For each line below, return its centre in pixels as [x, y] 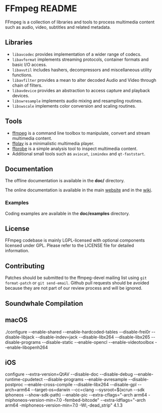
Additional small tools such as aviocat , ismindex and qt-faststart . [79, 153]
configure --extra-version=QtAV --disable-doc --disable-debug [69, 374]
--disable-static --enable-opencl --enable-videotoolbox [98, 342]
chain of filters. [27, 85]
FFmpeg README [41, 9]
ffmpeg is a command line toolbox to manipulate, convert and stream [81, 133]
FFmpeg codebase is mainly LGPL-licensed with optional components [75, 240]
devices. [21, 95]
